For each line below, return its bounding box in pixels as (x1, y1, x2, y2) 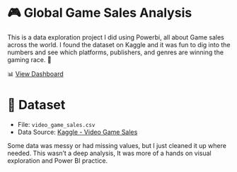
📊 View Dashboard (7, 69, 64, 78)
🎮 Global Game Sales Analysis (7, 5, 192, 21)
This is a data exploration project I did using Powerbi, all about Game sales (7, 32, 224, 42)
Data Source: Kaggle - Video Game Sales (17, 128, 138, 136)
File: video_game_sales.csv (17, 120, 96, 128)
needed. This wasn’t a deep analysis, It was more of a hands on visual (7, 149, 212, 157)
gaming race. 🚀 (7, 55, 52, 63)
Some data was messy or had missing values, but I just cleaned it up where (7, 141, 226, 149)
